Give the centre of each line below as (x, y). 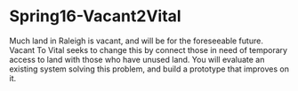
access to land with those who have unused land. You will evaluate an (137, 59)
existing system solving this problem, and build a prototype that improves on (149, 69)
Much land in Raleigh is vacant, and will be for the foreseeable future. (137, 41)
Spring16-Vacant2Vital (95, 16)
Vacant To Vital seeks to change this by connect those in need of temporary (148, 49)
